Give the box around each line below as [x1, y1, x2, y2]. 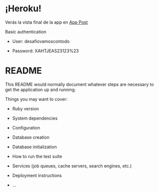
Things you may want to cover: [5, 96, 68, 102]
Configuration [12, 125, 40, 130]
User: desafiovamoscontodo [12, 38, 70, 44]
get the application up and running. [5, 87, 76, 93]
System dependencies [12, 115, 58, 121]
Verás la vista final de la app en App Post [5, 19, 88, 25]
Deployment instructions [12, 172, 62, 178]
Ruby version [12, 105, 39, 111]
